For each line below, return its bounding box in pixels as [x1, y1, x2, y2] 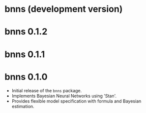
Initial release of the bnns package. [11, 87, 82, 93]
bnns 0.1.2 [4, 26, 48, 38]
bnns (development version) [4, 3, 123, 15]
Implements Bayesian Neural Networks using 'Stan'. [11, 93, 117, 99]
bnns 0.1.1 [4, 48, 45, 60]
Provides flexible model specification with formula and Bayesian [11, 98, 142, 104]
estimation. [11, 103, 35, 109]
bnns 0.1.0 [4, 71, 48, 82]
